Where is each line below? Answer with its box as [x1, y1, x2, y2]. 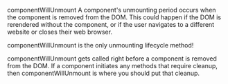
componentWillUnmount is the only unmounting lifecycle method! [7, 41, 194, 49]
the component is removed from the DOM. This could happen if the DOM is [7, 13, 222, 21]
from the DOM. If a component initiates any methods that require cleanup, [7, 62, 218, 70]
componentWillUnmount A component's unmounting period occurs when [7, 6, 216, 14]
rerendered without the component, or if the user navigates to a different [7, 21, 215, 28]
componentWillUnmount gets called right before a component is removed [7, 54, 217, 63]
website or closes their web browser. [7, 28, 113, 36]
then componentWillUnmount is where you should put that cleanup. [7, 69, 200, 77]
